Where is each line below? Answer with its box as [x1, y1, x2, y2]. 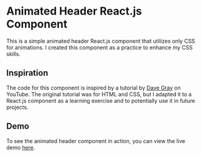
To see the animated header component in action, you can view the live [6, 137, 186, 144]
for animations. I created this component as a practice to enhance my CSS [6, 44, 193, 51]
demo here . [6, 144, 35, 151]
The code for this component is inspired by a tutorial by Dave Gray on [6, 84, 181, 91]
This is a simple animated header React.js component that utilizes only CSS [6, 37, 196, 44]
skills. [6, 50, 21, 57]
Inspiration [6, 68, 49, 78]
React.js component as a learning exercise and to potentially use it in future [6, 97, 196, 104]
